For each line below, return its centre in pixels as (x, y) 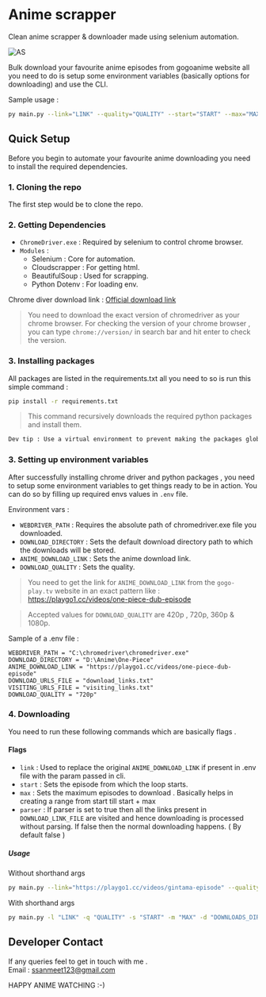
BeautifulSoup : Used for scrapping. (90, 276)
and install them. (55, 425)
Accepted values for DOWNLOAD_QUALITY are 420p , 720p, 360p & (131, 614)
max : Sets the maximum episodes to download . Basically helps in (126, 793)
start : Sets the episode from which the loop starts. (104, 784)
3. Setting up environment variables (78, 460)
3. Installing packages (51, 361)
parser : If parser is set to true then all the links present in (113, 810)
